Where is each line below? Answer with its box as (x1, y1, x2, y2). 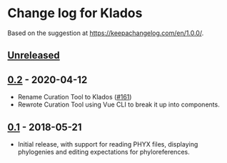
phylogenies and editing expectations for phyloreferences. (17, 147, 191, 156)
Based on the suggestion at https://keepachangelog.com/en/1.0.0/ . (7, 29, 204, 37)
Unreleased (7, 49, 61, 61)
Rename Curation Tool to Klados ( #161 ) (17, 93, 132, 102)
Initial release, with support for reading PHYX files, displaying (17, 139, 198, 148)
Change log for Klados (7, 5, 143, 21)
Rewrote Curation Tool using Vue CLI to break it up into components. (17, 100, 220, 109)
